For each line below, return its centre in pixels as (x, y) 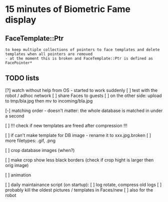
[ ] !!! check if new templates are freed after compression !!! (66, 125)
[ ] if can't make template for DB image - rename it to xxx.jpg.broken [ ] (78, 135)
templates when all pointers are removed (49, 54)
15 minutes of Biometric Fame (68, 9)
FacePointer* (19, 63)
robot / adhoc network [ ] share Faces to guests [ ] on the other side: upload (83, 95)
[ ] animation (18, 175)
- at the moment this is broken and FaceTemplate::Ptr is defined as (79, 58)
